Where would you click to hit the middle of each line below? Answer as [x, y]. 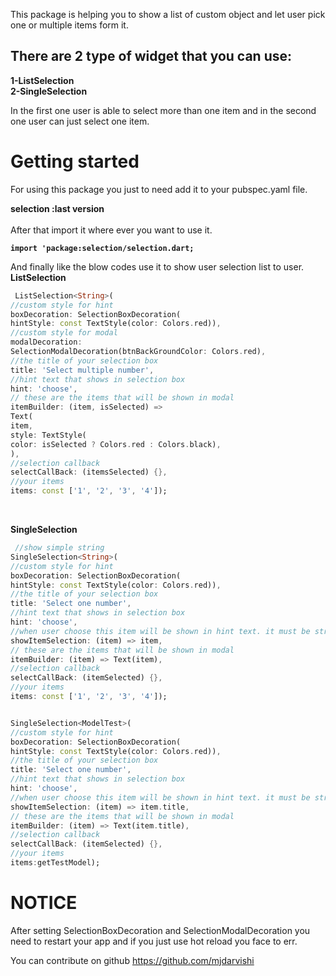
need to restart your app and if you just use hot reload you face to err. [154, 941]
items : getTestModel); [55, 863]
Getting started [75, 161]
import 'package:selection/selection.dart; [102, 248]
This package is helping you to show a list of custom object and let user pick [168, 14]
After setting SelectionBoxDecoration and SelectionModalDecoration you [160, 930]
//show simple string [59, 548]
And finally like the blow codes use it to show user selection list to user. [157, 266]
